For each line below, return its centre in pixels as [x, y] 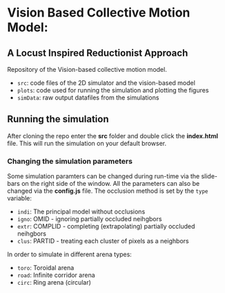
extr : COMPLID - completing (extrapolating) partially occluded [106, 227]
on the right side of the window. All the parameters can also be [111, 184]
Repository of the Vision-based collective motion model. [87, 69]
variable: [20, 198]
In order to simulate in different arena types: [70, 254]
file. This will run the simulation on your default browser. [87, 143]
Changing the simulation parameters [70, 161]
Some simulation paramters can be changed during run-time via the [104, 176]
